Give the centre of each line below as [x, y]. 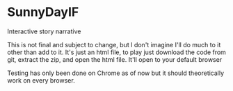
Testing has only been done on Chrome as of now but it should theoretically [116, 73]
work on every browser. [41, 80]
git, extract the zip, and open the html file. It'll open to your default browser [115, 59]
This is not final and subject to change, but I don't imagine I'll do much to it [114, 44]
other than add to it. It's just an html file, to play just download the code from [116, 52]
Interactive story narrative [44, 31]
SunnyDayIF [43, 12]
